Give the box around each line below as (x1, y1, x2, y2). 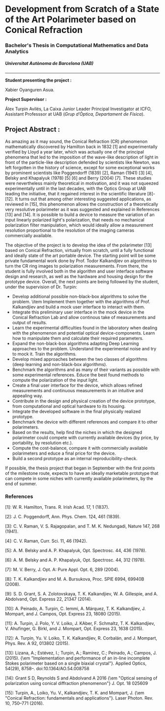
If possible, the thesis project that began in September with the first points (5, 465, 155, 471)
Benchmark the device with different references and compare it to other (12, 419, 158, 425)
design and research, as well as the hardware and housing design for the (5, 273, 153, 279)
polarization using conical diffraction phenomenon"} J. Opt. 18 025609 (5, 680, 148, 686)
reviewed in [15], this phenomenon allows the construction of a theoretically (5, 201, 159, 207)
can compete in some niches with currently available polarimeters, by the (5, 475, 153, 481)
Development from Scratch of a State (5, 3, 160, 15)
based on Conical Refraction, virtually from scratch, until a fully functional (5, 247, 154, 253)
